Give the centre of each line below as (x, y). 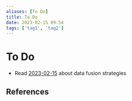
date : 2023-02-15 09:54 (35, 22)
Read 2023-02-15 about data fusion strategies (70, 73)
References (27, 92)
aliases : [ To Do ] (27, 11)
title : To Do (22, 17)
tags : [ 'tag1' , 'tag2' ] (35, 28)
